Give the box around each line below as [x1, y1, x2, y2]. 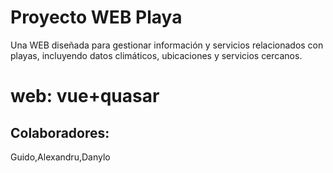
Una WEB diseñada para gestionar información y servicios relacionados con [10, 39, 324, 51]
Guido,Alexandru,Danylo [10, 151, 111, 163]
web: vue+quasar [10, 85, 160, 108]
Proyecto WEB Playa [10, 6, 183, 29]
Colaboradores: [10, 124, 110, 141]
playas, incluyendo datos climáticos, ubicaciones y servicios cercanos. [10, 49, 303, 61]
